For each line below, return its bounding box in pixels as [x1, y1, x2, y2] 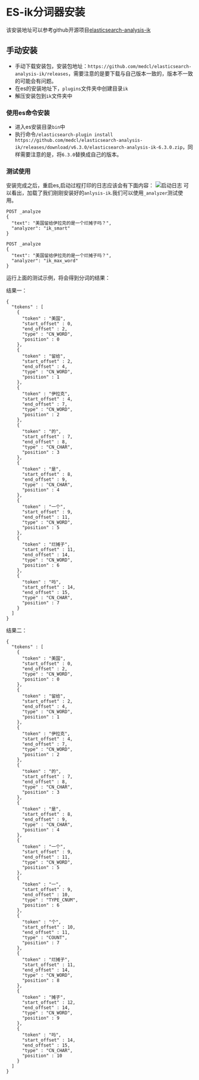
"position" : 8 [21, 977, 60, 984]
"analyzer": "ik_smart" [11, 225, 70, 231]
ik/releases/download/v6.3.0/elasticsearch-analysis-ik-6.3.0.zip [14, 144, 183, 151]
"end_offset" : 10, [21, 892, 70, 898]
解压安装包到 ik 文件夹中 [14, 92, 73, 99]
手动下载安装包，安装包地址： [14, 62, 88, 69]
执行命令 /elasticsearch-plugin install [14, 131, 113, 138]
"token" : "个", [21, 919, 61, 925]
